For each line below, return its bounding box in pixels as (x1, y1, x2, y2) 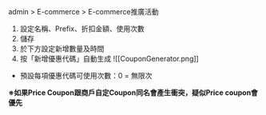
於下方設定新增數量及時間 (19, 44, 105, 54)
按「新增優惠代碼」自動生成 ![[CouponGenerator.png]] (19, 54, 200, 63)
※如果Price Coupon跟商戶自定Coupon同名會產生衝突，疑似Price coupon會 (8, 88, 258, 97)
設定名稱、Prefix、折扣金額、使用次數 (19, 24, 145, 34)
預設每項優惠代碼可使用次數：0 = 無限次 (19, 71, 153, 80)
